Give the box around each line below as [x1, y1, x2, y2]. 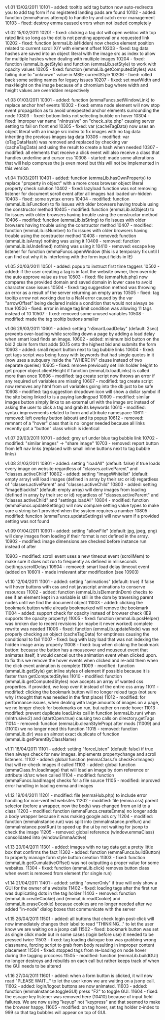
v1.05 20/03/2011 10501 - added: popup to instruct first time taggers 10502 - [5, 263, 160, 269]
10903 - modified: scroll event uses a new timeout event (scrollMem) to [5, 553, 150, 559]
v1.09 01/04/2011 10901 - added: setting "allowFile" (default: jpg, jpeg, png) [5, 528, 158, 534]
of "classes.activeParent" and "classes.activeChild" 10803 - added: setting [5, 482, 157, 487]
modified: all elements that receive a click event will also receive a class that [5, 149, 160, 155]
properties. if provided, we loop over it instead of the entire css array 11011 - [5, 684, 159, 689]
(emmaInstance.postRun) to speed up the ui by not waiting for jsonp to [5, 824, 149, 829]
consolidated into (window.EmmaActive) [5, 834, 87, 840]
